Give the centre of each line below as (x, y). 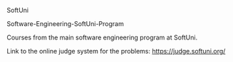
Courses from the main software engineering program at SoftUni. (102, 37)
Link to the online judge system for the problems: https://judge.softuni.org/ (116, 51)
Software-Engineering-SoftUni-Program (65, 24)
